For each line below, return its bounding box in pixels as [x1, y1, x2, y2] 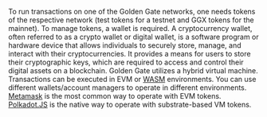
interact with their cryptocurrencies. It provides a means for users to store [8, 49, 251, 58]
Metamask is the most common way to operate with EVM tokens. [8, 92, 222, 100]
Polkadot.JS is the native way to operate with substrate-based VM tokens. [8, 99, 252, 109]
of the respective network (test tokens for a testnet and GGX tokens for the [8, 15, 254, 25]
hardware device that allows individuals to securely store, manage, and [8, 41, 241, 50]
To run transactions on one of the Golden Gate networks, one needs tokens [8, 7, 256, 16]
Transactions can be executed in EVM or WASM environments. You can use [8, 75, 257, 84]
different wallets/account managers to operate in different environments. [8, 83, 247, 92]
